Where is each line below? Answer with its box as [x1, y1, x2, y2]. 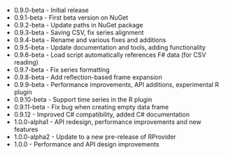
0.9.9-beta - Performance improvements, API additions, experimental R [13, 81, 219, 88]
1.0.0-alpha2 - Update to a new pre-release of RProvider [13, 133, 176, 141]
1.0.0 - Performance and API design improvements [13, 140, 160, 148]
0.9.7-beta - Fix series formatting [13, 66, 110, 74]
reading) [13, 58, 38, 66]
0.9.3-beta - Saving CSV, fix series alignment [13, 28, 144, 36]
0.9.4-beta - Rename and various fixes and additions [13, 36, 167, 44]
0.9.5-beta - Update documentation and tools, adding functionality [13, 43, 206, 51]
